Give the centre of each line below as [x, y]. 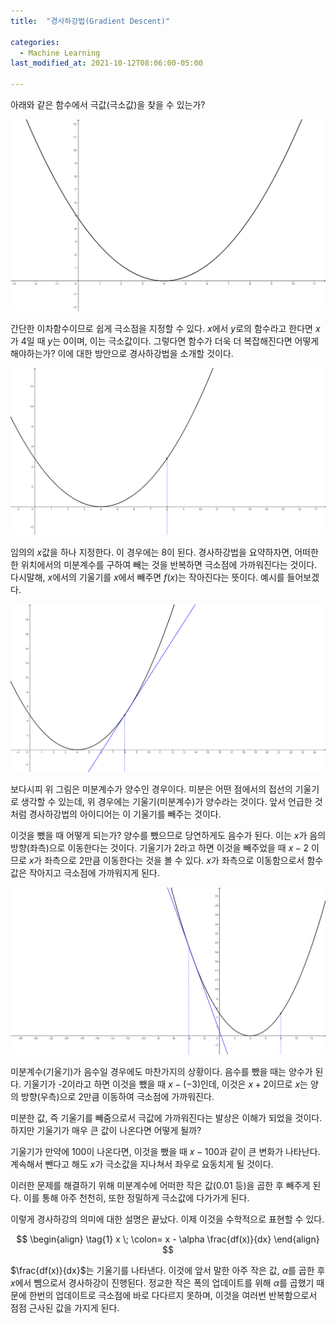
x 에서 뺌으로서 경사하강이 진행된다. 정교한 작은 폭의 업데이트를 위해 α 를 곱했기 [162, 1283]
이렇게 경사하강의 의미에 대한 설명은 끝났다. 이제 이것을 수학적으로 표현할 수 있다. [167, 1219]
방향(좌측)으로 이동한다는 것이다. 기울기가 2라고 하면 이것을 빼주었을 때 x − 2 [160, 847]
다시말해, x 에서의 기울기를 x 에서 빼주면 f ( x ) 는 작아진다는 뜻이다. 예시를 [147, 577]
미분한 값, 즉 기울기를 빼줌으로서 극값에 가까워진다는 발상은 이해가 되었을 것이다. [166, 1118]
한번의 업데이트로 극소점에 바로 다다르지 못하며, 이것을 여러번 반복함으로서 [173, 1296]
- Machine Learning [60, 53]
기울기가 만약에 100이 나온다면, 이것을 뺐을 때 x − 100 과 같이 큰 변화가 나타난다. [165, 1152]
